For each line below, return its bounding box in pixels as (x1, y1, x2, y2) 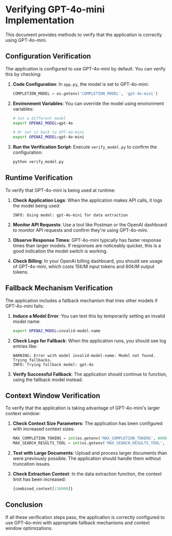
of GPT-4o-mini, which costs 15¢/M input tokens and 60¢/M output (12, 263, 155, 270)
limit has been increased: (12, 476, 66, 483)
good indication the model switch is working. (12, 248, 108, 254)
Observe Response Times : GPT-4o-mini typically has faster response (12, 237, 162, 243)
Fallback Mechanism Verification (5, 284, 113, 293)
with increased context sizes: (12, 426, 75, 432)
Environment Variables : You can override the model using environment (12, 100, 164, 106)
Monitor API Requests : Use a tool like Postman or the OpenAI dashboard (12, 221, 167, 227)
